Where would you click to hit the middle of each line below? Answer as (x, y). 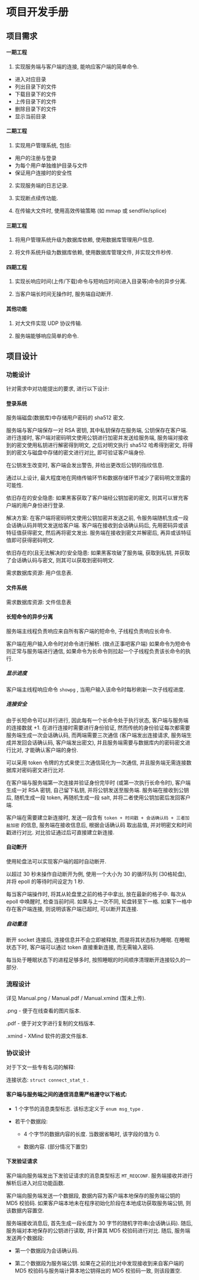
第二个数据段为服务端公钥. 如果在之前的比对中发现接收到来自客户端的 (99, 1263)
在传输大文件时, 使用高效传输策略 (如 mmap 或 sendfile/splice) (91, 210)
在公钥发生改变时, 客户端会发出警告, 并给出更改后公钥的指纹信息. (85, 465)
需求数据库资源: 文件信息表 (39, 602)
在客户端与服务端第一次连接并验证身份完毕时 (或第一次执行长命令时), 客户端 (99, 783)
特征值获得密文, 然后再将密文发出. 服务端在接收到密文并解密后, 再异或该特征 (99, 533)
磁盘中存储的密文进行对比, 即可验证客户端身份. (89, 453)
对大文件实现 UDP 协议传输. (49, 323)
